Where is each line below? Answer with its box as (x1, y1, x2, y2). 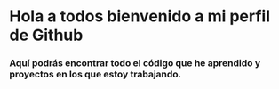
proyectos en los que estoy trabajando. (9, 69, 182, 81)
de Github (9, 25, 84, 45)
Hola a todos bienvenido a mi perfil (9, 6, 271, 27)
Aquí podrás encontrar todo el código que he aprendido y (9, 57, 261, 69)
